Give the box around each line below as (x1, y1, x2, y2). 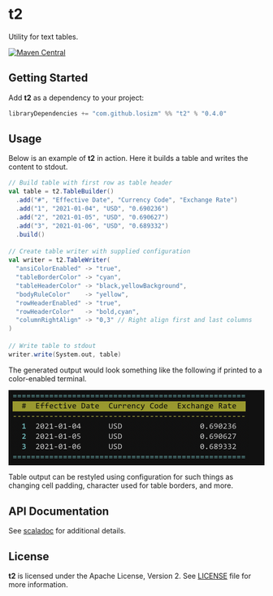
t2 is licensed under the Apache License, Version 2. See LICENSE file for (8, 571, 252, 581)
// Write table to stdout (8, 342, 96, 350)
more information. (8, 580, 68, 589)
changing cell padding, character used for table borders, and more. (8, 481, 234, 490)
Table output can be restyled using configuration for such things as (8, 472, 234, 482)
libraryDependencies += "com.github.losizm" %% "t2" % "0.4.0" (8, 109, 227, 118)
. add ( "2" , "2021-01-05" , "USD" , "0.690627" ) (15, 213, 169, 221)
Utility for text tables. (8, 32, 79, 41)
